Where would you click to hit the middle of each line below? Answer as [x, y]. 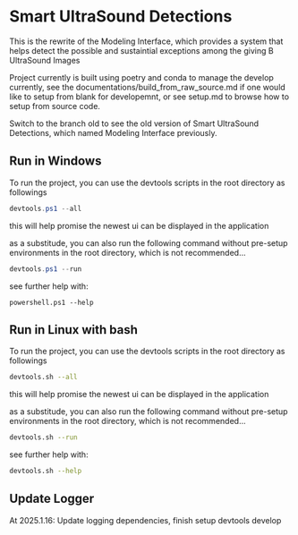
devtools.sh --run [43, 437]
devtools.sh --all [43, 378]
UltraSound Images [45, 60]
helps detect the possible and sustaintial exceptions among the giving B [142, 50]
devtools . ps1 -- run [46, 269]
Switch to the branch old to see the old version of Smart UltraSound [134, 123]
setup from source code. [55, 106]
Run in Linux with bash [74, 330]
